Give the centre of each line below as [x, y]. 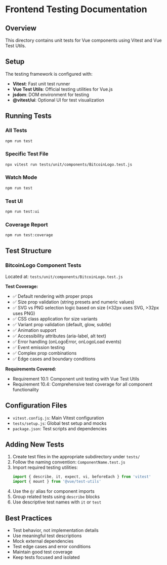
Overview [21, 28]
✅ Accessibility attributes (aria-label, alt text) [59, 336]
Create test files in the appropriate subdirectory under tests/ [76, 457]
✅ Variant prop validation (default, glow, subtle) [62, 324]
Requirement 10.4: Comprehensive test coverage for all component [82, 384]
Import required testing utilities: [45, 467]
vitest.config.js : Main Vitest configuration [58, 418]
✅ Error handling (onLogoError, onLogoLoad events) [67, 341]
